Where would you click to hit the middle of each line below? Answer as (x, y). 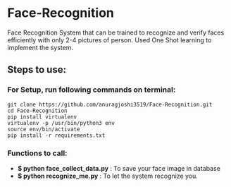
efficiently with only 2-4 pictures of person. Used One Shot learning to (110, 40)
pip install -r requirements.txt (56, 135)
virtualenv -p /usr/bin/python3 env (61, 123)
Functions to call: (38, 153)
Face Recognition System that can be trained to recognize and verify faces (116, 32)
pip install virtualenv (42, 117)
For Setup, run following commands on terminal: (92, 90)
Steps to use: (37, 70)
